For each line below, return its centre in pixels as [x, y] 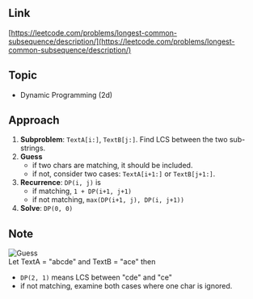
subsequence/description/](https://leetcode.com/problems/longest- [122, 41]
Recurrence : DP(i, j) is [60, 183]
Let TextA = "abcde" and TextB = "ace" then [82, 262]
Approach [34, 120]
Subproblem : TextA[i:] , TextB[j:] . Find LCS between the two [124, 140]
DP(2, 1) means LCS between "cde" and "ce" [96, 277]
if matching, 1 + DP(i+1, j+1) [82, 191]
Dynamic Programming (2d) [66, 95]
